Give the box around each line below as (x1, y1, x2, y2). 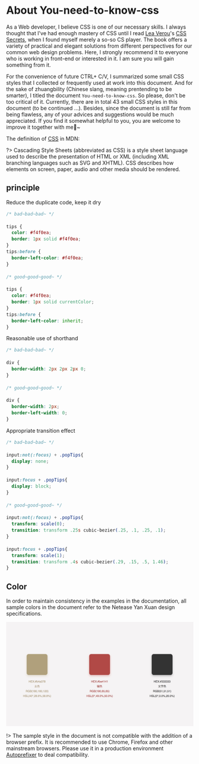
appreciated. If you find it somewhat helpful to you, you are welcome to (6, 117, 181, 124)
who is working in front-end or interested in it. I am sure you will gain (6, 55, 174, 62)
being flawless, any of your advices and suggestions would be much (6, 111, 174, 118)
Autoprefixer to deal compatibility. (6, 751, 89, 759)
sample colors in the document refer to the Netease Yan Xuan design (6, 604, 175, 611)
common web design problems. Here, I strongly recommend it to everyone (6, 48, 188, 55)
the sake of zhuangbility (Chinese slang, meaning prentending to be (6, 85, 172, 92)
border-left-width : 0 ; (11, 410, 68, 416)
